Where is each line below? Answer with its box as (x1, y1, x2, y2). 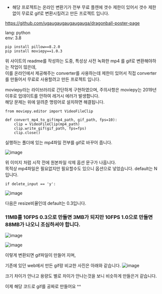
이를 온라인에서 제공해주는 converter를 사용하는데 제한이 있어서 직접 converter (5, 70, 157, 76)
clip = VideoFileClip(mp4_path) (14, 122, 80, 127)
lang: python (5, 30, 30, 35)
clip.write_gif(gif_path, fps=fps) (14, 126, 87, 131)
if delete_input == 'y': (5, 182, 56, 187)
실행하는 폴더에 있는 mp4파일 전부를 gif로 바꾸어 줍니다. (5, 139, 113, 145)
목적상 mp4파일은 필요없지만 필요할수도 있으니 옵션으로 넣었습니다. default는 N (5, 166, 158, 171)
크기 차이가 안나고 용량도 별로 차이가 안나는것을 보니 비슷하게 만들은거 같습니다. (5, 273, 157, 279)
